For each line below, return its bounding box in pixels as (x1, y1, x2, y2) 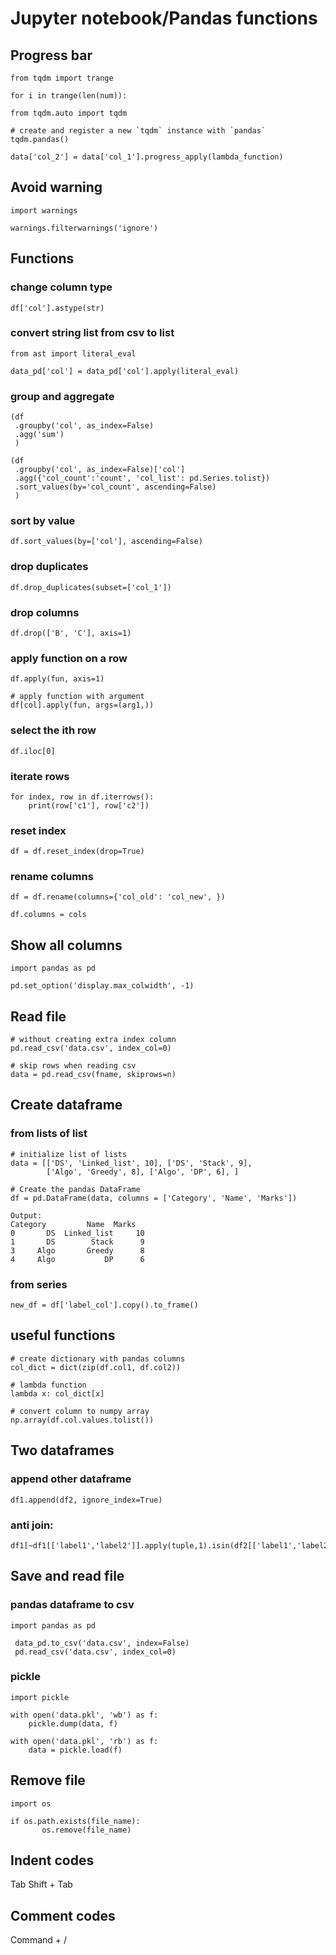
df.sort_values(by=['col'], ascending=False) (10, 537, 203, 547)
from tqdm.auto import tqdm (10, 108, 128, 118)
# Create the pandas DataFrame (10, 1184, 141, 1194)
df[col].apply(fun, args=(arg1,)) (10, 700, 155, 711)
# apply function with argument (10, 692, 145, 702)
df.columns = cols (10, 910, 87, 920)
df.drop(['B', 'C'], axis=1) (10, 628, 132, 638)
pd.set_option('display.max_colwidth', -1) (10, 981, 195, 991)
